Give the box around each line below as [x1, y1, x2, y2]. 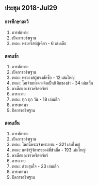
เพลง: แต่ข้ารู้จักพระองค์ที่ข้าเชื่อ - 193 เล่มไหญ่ [11, 147, 86, 153]
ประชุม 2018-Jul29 [4, 4, 58, 12]
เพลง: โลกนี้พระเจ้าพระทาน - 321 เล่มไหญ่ [11, 141, 81, 147]
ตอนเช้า [4, 53, 19, 60]
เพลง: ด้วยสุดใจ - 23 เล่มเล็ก [11, 163, 59, 169]
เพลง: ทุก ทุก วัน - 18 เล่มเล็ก [11, 96, 60, 102]
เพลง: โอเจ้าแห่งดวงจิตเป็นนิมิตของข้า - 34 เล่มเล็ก [11, 80, 93, 86]
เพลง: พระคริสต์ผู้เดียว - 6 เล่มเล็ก [11, 40, 66, 46]
